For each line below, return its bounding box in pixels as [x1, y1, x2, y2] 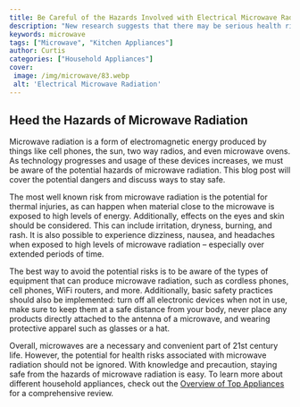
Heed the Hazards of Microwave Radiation [9, 113, 248, 128]
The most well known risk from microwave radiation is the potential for [9, 191, 268, 202]
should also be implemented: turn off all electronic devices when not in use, [9, 294, 288, 305]
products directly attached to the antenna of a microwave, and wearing [9, 314, 271, 325]
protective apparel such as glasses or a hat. [9, 323, 171, 334]
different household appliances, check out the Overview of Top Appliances [9, 378, 285, 389]
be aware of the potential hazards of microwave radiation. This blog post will [9, 165, 291, 175]
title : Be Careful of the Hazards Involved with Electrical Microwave [9, 13, 278, 22]
